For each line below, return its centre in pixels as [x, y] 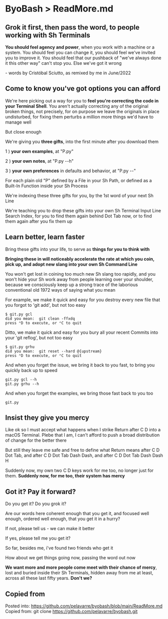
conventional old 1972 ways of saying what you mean [60, 290]
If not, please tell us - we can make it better [50, 529]
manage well [18, 122]
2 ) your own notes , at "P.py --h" [39, 161]
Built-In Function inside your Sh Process [47, 186]
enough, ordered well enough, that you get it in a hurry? [63, 519]
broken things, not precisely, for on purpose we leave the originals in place [82, 111]
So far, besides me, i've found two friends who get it [59, 548]
